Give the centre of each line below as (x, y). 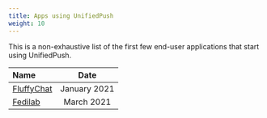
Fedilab (26, 102)
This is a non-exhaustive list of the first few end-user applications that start (134, 46)
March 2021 (87, 102)
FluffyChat (32, 88)
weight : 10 (27, 23)
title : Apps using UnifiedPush (61, 16)
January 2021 (87, 88)
